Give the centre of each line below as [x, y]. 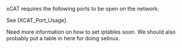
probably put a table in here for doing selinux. [63, 38]
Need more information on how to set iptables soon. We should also [91, 32]
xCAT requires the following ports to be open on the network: [83, 9]
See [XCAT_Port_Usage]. [37, 20]
